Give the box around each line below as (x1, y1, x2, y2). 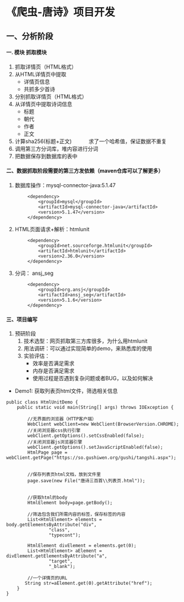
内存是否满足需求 (32, 367, 75, 374)
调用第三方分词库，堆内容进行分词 (14, 145, 99, 152)
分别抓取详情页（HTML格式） (14, 93, 87, 100)
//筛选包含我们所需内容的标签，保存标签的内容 (27, 511, 126, 517)
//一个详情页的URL (27, 575, 68, 581)
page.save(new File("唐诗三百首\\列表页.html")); (27, 478, 145, 484)
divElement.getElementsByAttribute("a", (6, 553, 108, 559)
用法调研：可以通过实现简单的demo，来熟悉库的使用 (23, 345, 153, 352)
